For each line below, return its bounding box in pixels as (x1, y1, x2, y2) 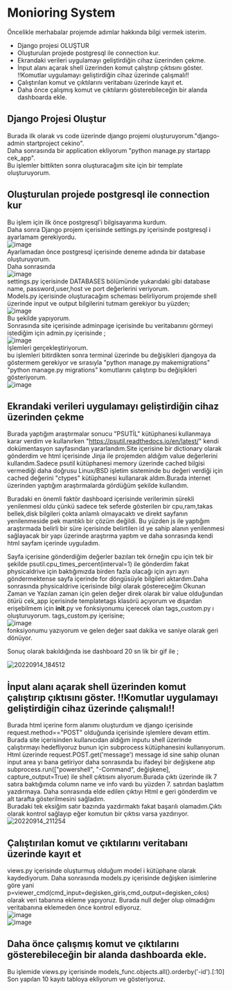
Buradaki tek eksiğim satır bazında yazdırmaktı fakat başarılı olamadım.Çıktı (7, 802, 222, 811)
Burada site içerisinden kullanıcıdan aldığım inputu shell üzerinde (7, 736, 192, 744)
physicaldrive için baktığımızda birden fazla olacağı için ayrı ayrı (7, 568, 189, 576)
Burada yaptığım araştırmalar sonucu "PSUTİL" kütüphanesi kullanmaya (7, 429, 211, 438)
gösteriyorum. (7, 373, 47, 381)
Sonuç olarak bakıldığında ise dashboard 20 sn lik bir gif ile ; (7, 647, 179, 656)
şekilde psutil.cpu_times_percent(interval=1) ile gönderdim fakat (7, 560, 189, 568)
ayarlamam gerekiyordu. (7, 233, 77, 241)
